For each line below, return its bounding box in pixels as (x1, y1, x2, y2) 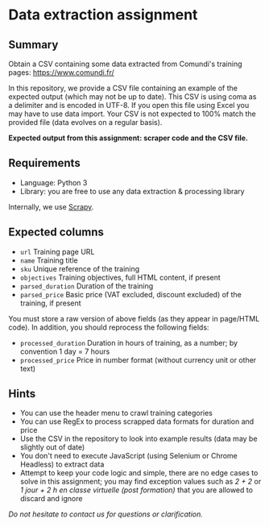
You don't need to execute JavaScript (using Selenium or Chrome (19, 451, 238, 461)
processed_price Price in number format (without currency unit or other (19, 355, 257, 364)
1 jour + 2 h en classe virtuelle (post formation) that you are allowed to (19, 485, 254, 495)
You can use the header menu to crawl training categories (19, 409, 213, 418)
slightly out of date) (19, 442, 85, 452)
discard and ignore (19, 494, 83, 504)
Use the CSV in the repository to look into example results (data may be (19, 434, 258, 444)
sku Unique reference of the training (19, 263, 140, 273)
